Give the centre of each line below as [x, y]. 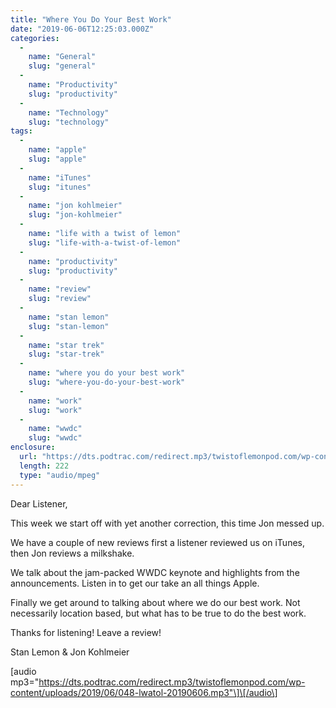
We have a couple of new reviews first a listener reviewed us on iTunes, [157, 542]
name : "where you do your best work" [107, 373]
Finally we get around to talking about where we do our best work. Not [155, 602]
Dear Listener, [39, 503]
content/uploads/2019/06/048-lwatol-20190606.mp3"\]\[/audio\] [144, 692]
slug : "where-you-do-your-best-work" [107, 382]
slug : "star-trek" [66, 354]
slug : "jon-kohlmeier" [75, 215]
